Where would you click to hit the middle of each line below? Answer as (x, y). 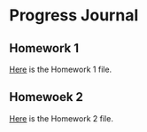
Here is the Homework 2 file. (61, 118)
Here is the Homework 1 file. (61, 69)
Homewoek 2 (46, 97)
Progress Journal (74, 16)
